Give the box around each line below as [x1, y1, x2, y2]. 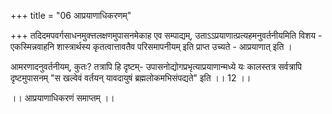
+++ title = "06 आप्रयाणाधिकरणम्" [10, 10, 132, 21]
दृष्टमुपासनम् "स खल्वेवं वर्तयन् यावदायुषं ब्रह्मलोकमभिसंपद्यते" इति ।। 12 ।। [10, 72, 252, 84]
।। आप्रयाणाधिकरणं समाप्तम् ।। [10, 92, 115, 104]
